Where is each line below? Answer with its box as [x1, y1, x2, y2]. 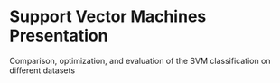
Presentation [9, 25, 108, 46]
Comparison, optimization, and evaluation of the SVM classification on [9, 55, 271, 66]
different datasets [9, 65, 75, 76]
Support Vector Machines [9, 6, 207, 27]
